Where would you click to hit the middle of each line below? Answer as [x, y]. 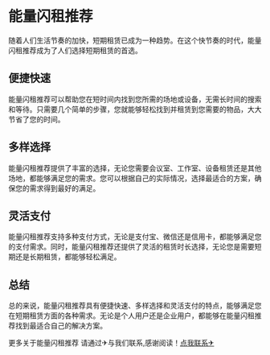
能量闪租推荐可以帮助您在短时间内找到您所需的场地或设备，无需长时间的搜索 [135, 99]
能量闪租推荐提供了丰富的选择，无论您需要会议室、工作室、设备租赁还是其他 [135, 168]
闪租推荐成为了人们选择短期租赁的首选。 [75, 50]
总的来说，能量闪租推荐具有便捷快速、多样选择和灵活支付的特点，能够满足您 [135, 306]
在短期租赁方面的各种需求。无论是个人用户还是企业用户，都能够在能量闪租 [131, 316]
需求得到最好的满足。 [65, 188]
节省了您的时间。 [37, 119]
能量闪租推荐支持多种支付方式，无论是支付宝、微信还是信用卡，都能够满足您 [135, 237]
